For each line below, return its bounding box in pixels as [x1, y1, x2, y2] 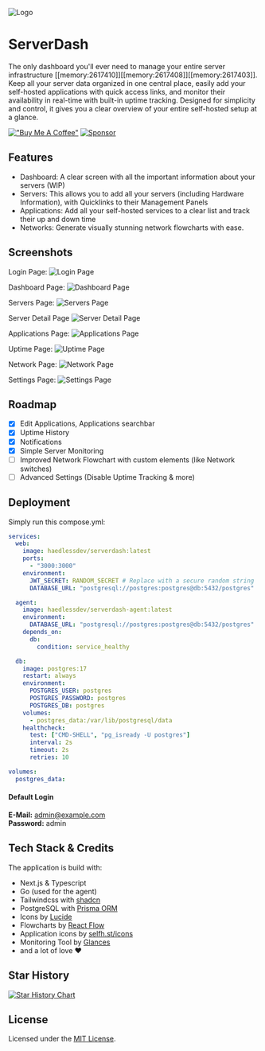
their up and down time [19, 214, 96, 224]
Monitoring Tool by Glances [19, 937, 111, 947]
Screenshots [8, 246, 73, 259]
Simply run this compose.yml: [8, 517, 106, 527]
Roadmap [8, 398, 57, 411]
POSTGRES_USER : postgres [29, 687, 112, 695]
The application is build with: [8, 862, 103, 872]
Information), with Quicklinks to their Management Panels [19, 197, 208, 207]
